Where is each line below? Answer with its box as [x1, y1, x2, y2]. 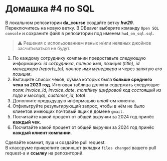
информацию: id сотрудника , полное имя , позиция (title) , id [12, 60, 140, 66]
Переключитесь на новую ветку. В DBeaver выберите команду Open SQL [5, 25, 159, 31]
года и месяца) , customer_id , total [12, 92, 85, 98]
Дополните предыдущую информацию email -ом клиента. [12, 97, 136, 103]
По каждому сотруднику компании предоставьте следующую [12, 55, 146, 61]
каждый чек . [12, 119, 41, 125]
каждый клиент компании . [12, 129, 72, 135]
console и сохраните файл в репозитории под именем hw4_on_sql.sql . [5, 30, 154, 36]
